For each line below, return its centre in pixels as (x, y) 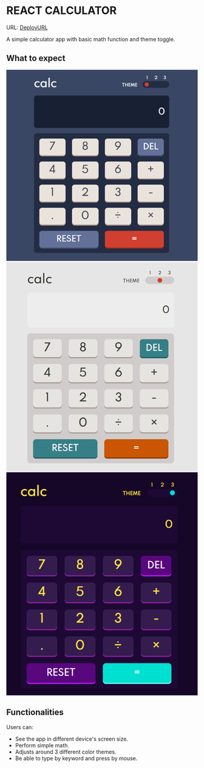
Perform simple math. (42, 745)
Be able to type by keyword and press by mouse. (76, 758)
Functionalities (35, 712)
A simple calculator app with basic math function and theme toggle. (91, 39)
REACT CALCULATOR (62, 11)
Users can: (20, 727)
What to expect (36, 58)
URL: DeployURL (27, 27)
